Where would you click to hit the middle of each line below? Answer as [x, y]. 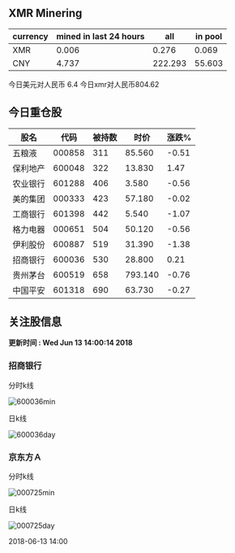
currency [30, 36]
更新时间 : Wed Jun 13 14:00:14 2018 [70, 343]
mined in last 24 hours [100, 36]
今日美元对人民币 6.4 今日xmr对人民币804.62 [84, 84]
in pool [209, 36]
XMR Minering [45, 13]
